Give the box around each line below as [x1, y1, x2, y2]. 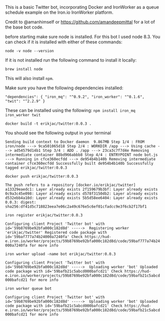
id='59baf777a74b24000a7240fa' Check [5, 234, 83, 239]
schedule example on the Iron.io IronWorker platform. [5, 9, 114, 15]
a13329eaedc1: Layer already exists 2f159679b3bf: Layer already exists [5, 187, 158, 192]
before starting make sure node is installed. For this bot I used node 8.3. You [5, 34, 161, 39]
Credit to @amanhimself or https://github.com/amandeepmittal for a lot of [5, 19, 155, 25]
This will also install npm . [5, 75, 54, 81]
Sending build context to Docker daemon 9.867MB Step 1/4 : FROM [5, 140, 145, 144]
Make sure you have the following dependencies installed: [5, 85, 124, 91]
